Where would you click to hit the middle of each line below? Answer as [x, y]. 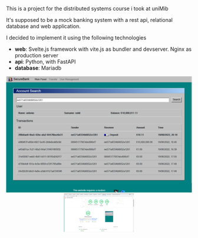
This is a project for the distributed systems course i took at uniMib [88, 9]
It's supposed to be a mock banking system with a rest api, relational [89, 20]
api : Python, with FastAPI [45, 62]
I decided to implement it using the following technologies [76, 38]
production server [37, 55]
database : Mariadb [38, 68]
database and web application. [43, 26]
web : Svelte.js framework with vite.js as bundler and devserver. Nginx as [103, 49]
